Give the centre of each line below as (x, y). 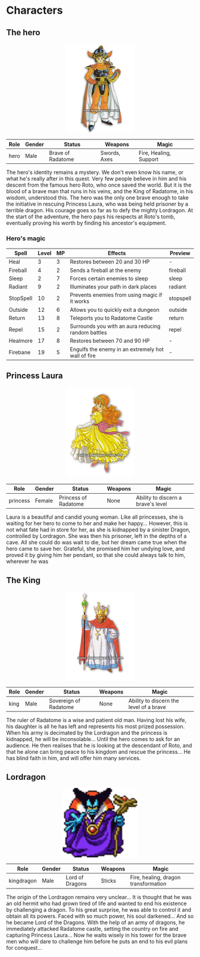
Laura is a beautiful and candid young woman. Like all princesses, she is (95, 517)
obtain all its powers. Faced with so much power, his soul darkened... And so (100, 916)
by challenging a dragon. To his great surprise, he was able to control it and (99, 909)
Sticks (108, 881)
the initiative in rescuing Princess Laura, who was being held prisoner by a (97, 204)
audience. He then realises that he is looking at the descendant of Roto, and (99, 745)
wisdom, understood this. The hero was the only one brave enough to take (98, 198)
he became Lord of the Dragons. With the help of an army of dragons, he (96, 922)
